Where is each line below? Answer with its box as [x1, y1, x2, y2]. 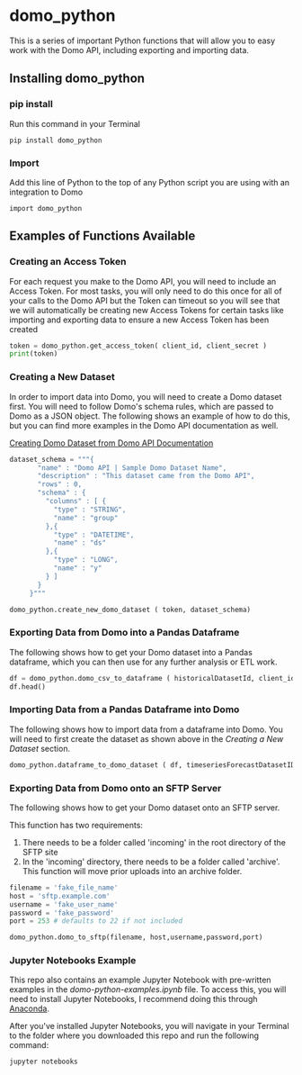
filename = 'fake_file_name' [9, 883, 119, 892]
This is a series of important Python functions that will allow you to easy [9, 35, 276, 46]
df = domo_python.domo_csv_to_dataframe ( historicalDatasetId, [9, 673, 255, 682]
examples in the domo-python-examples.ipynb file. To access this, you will [9, 984, 287, 995]
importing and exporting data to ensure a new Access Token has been [9, 314, 270, 325]
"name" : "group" [53, 513, 119, 522]
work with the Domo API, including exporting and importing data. [9, 44, 250, 55]
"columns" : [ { [45, 497, 106, 506]
